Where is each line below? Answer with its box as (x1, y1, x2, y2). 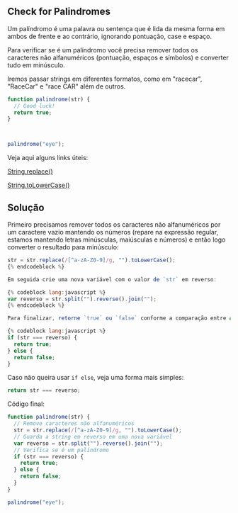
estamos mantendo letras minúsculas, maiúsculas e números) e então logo (7, 235, 226, 244)
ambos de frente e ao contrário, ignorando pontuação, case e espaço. (7, 32, 212, 40)
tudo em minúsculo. (7, 60, 65, 69)
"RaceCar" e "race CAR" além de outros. (7, 81, 126, 91)
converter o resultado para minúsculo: (7, 243, 119, 251)
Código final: (7, 400, 45, 408)
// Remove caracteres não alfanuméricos (13, 420, 135, 427)
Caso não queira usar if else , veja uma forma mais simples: (7, 373, 184, 382)
